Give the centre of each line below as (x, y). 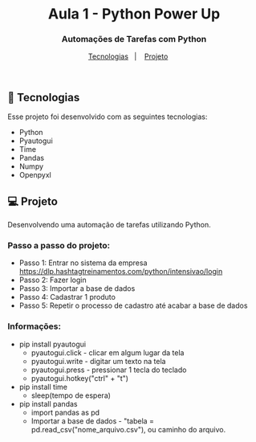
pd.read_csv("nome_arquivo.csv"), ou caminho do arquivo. (128, 429)
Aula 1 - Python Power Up (134, 14)
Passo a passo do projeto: (59, 246)
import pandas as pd (65, 412)
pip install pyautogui (52, 344)
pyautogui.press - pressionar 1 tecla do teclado (109, 370)
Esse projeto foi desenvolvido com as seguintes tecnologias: (108, 117)
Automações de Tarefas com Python (134, 39)
